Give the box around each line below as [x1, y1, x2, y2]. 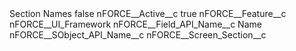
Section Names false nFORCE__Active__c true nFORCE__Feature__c [9, 8, 287, 19]
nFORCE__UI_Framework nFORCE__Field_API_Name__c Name [9, 18, 262, 30]
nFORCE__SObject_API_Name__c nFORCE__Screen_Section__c [9, 29, 267, 41]
